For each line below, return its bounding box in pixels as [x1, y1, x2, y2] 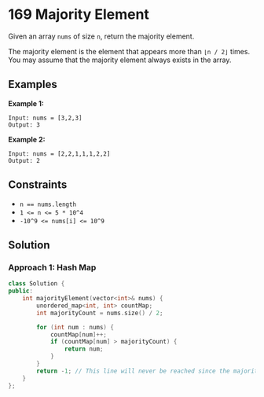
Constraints [8, 178, 68, 192]
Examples [8, 78, 57, 91]
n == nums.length [19, 200, 77, 208]
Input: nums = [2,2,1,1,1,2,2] [8, 149, 111, 158]
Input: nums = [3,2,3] [8, 114, 82, 122]
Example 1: [8, 98, 45, 108]
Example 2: [8, 134, 46, 144]
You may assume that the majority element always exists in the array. [8, 55, 232, 64]
